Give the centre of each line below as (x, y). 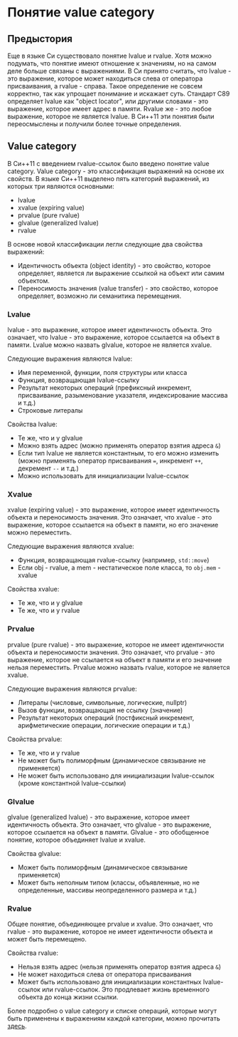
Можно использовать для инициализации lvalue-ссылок (103, 476)
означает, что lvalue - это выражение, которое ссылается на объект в (114, 337)
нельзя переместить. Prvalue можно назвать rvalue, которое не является (119, 667)
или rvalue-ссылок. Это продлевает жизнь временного (126, 990)
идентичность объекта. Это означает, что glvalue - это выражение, (109, 825)
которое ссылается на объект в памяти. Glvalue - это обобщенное (108, 832)
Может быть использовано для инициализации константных (109, 982)
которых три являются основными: (61, 186)
